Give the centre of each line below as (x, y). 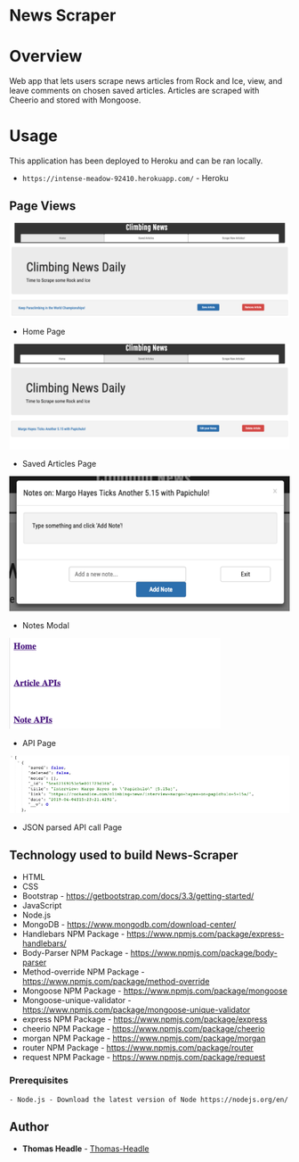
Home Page (44, 332)
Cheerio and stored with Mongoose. (75, 100)
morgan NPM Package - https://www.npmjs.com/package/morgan (144, 1038)
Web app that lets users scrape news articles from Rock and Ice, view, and (146, 81)
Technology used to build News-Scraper (124, 855)
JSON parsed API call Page (72, 827)
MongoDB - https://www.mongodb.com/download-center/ (129, 924)
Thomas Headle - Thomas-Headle (85, 1149)
